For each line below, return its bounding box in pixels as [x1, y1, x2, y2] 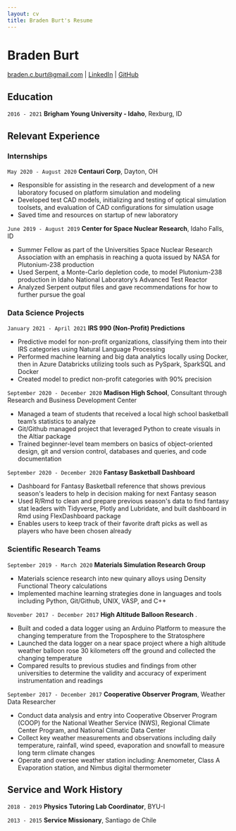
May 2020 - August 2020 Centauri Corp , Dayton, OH [7, 167, 159, 175]
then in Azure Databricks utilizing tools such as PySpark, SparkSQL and [17, 360, 225, 368]
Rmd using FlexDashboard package [17, 512, 121, 520]
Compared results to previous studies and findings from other [17, 661, 197, 670]
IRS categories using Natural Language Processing [17, 345, 166, 354]
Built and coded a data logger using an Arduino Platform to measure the [17, 624, 226, 632]
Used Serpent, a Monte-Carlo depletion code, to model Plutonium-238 [17, 268, 223, 276]
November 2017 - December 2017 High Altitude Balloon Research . [7, 610, 197, 618]
